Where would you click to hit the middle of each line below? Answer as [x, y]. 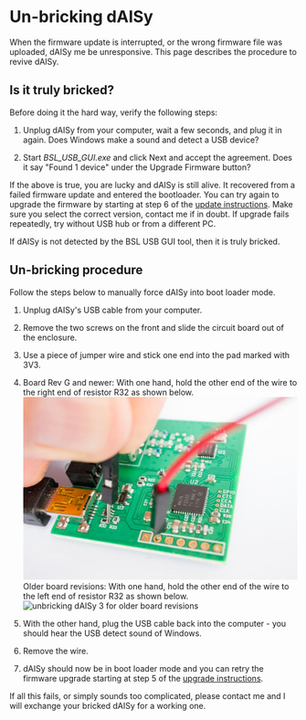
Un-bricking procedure [76, 270]
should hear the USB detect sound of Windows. [112, 633]
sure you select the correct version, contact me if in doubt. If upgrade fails [149, 214]
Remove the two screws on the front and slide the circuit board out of [153, 327]
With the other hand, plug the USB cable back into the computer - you [154, 623]
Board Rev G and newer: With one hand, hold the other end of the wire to [160, 382]
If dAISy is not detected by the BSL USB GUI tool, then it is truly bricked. [145, 241]
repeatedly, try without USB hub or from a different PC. [113, 223]
